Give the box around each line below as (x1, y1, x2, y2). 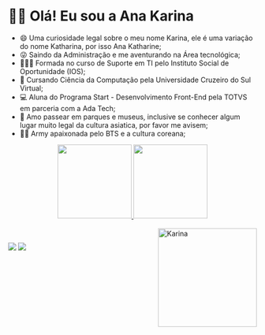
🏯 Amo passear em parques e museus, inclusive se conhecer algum (19, 112, 241, 121)
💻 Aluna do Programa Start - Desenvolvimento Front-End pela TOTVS (19, 92, 248, 102)
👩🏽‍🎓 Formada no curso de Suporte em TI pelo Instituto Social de (19, 58, 230, 68)
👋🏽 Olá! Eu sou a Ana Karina (8, 7, 195, 25)
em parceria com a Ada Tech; (19, 103, 116, 113)
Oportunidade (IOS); (19, 66, 86, 76)
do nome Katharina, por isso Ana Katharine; (19, 41, 162, 50)
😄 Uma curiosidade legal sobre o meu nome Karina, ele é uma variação (19, 33, 253, 43)
